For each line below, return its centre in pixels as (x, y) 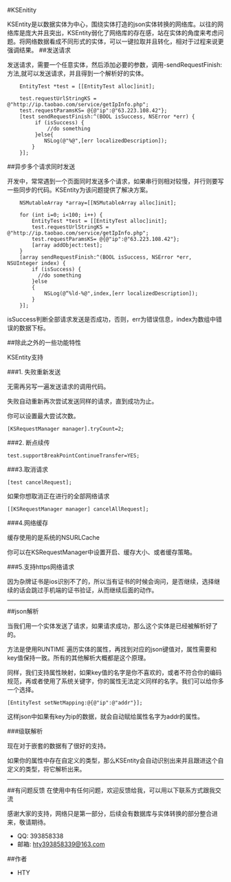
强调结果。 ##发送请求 (39, 50)
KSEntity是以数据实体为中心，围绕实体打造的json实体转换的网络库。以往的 (112, 24)
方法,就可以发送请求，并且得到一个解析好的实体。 (77, 73)
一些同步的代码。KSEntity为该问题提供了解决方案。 (79, 190)
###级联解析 (25, 731)
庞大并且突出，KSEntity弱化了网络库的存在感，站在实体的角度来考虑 (121, 33)
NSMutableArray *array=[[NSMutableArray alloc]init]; (98, 203)
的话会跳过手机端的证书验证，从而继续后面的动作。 (85, 590)
